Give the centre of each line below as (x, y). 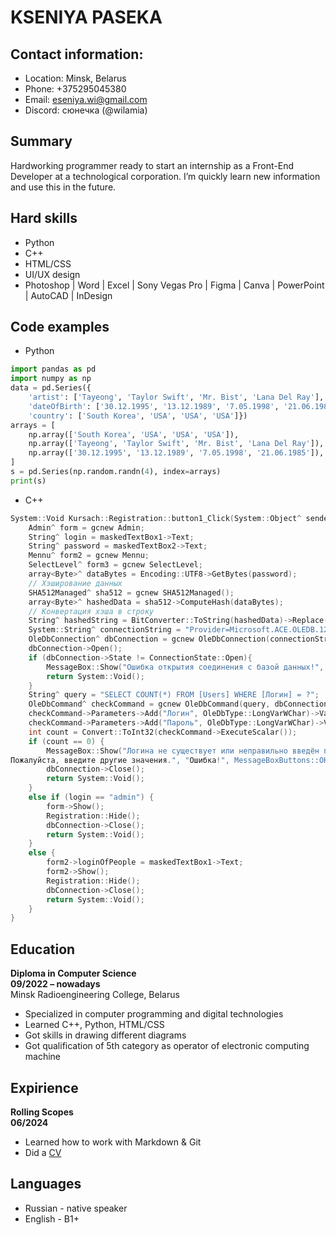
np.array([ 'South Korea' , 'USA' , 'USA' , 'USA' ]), (134, 434)
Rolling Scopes (42, 1112)
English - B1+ (52, 1218)
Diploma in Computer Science (73, 973)
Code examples (60, 327)
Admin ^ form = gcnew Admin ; (86, 527)
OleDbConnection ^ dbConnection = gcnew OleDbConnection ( (149, 639)
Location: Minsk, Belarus (75, 78)
